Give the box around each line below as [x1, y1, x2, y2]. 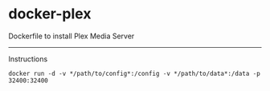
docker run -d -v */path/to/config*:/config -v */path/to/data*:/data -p [8, 69, 261, 77]
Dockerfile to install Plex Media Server [8, 31, 135, 41]
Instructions [8, 53, 48, 64]
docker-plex [8, 5, 92, 23]
